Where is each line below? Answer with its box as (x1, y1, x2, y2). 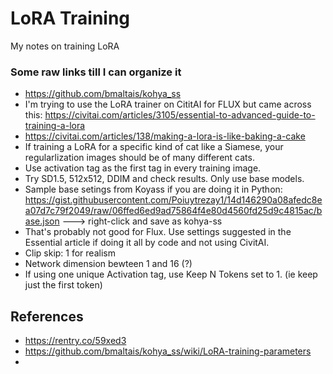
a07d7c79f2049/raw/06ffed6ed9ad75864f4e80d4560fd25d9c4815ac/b (24, 205, 323, 217)
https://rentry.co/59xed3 (24, 335, 127, 347)
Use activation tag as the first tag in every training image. (24, 162, 262, 174)
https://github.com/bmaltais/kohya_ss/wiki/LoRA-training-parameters (24, 345, 312, 357)
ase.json (24, 215, 60, 227)
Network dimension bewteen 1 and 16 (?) (24, 258, 193, 270)
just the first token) (24, 279, 103, 291)
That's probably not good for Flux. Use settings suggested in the (24, 226, 292, 238)
